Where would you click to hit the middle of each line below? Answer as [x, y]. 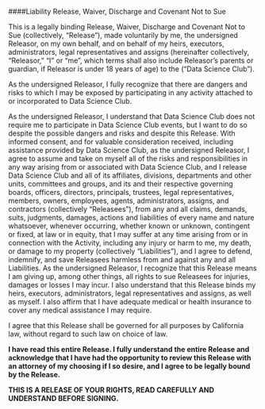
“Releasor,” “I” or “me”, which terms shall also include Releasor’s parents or [131, 60]
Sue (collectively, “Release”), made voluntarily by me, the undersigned [123, 35]
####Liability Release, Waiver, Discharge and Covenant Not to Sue [117, 11]
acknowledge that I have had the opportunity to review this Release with [130, 357]
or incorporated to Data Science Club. [70, 101]
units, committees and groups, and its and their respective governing [121, 184]
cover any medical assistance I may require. [80, 310]
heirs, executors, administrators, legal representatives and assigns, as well [130, 293]
